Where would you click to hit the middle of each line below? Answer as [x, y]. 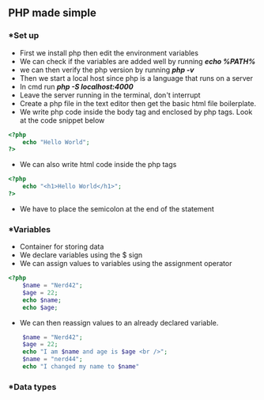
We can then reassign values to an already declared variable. [119, 322]
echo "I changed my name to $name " [81, 367]
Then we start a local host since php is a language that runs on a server [136, 78]
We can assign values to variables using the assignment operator [126, 264]
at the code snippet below [62, 120]
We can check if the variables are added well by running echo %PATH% [138, 61]
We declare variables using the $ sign [81, 255]
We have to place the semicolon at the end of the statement [117, 208]
